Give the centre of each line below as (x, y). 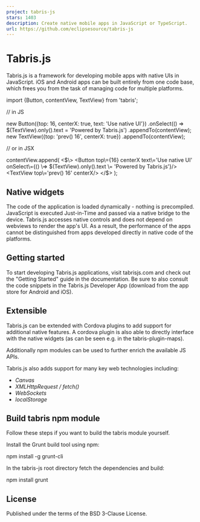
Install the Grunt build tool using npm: (53, 445)
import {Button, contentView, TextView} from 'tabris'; (72, 100)
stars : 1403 (21, 18)
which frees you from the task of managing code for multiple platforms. (95, 89)
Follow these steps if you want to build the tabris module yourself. (88, 433)
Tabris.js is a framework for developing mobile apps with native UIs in (93, 76)
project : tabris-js (31, 12)
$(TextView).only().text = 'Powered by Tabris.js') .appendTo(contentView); (99, 130)
